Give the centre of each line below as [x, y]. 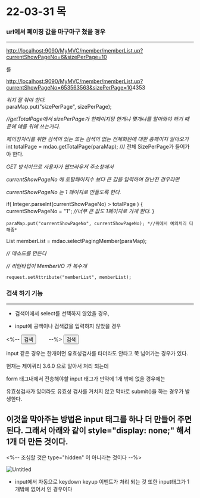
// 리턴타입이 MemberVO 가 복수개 [47, 266]
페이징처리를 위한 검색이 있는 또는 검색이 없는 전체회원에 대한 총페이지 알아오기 [98, 139]
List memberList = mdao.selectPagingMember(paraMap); [76, 241]
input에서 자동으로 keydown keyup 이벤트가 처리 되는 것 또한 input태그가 [100, 481]
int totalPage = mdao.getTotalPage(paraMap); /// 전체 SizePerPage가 [90, 147]
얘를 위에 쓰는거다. [39, 127]
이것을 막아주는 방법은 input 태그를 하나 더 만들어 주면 [99, 419]
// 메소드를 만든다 [26, 253]
